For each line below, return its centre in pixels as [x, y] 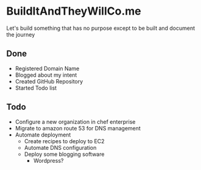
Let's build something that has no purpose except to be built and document [101, 28]
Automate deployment [43, 135]
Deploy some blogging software [64, 154]
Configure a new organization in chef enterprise [75, 122]
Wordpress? [48, 160]
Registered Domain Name [47, 68]
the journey [21, 34]
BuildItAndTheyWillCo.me [74, 11]
